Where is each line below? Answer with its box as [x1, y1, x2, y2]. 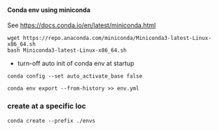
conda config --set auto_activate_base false [7, 73, 142, 80]
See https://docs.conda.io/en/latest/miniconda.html [7, 21, 156, 29]
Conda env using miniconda [7, 6, 91, 14]
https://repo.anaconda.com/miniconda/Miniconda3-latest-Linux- [22, 35, 212, 42]
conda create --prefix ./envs [7, 117, 96, 124]
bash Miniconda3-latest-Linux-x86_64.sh [7, 47, 128, 54]
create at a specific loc [7, 102, 86, 111]
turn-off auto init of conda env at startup [17, 60, 135, 68]
